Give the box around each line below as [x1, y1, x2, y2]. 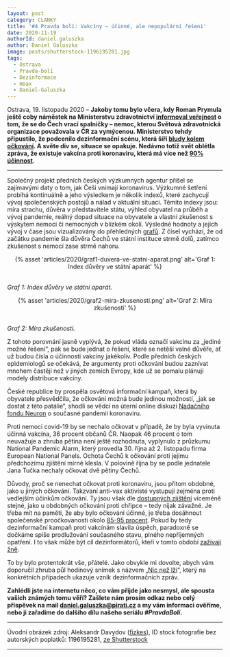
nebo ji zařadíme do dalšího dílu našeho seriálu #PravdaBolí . [7, 608, 183, 616]
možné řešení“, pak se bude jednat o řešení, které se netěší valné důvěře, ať [7, 345, 221, 354]
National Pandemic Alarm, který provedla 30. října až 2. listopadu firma [7, 444, 207, 453]
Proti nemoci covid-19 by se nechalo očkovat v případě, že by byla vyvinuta [7, 423, 220, 431]
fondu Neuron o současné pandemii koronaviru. [7, 409, 142, 417]
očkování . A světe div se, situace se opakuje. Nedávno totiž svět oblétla [7, 142, 216, 150]
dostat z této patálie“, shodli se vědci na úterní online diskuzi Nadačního [7, 402, 210, 411]
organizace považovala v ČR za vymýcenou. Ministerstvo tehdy [7, 128, 192, 136]
